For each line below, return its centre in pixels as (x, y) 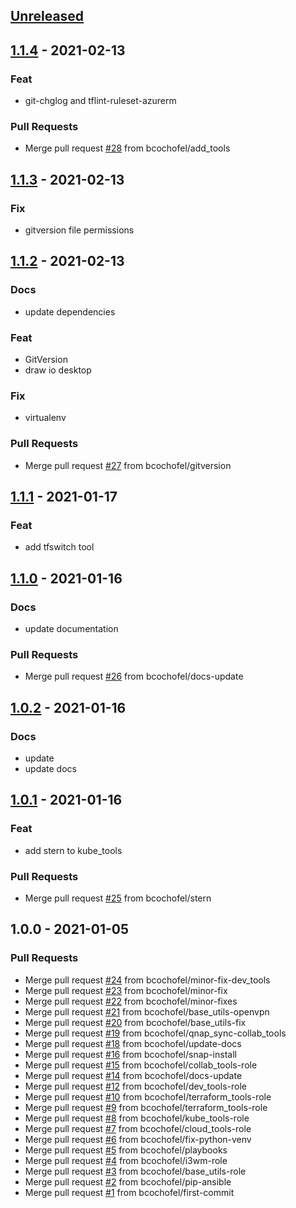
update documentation (71, 629)
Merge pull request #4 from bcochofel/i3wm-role (126, 1160)
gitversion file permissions (79, 230)
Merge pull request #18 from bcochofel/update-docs (133, 1043)
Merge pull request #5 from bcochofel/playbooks (126, 1150)
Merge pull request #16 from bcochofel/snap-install (130, 1054)
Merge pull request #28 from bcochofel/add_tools (127, 148)
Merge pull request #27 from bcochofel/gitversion (128, 465)
